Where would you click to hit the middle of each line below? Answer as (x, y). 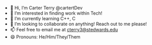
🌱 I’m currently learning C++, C (43, 18)
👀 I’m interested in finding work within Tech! (56, 13)
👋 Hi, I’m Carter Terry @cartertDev (46, 8)
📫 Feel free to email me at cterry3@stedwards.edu (64, 30)
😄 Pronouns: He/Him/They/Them (45, 37)
